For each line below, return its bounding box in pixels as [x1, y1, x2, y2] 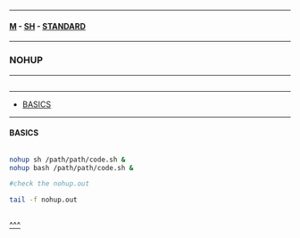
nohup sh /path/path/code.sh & [9, 155, 126, 164]
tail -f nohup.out [9, 195, 78, 205]
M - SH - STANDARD [9, 21, 87, 31]
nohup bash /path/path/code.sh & [9, 163, 134, 172]
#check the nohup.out [9, 179, 90, 188]
